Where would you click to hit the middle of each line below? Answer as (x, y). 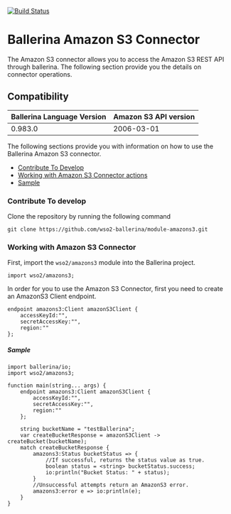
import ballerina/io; (39, 367)
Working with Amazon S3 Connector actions (82, 175)
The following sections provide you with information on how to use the (111, 146)
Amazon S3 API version (154, 116)
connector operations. (40, 74)
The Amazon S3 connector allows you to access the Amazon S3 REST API (116, 59)
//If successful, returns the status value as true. (125, 460)
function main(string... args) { (57, 386)
